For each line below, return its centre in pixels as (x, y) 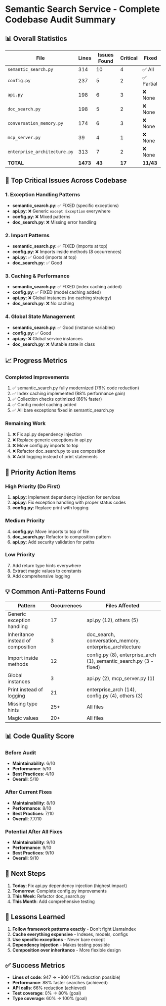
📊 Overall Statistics (36, 38)
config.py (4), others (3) (115, 695)
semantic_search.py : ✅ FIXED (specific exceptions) (65, 205)
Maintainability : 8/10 (34, 803)
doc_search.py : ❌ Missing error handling (54, 222)
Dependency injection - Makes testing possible (61, 945)
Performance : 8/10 (32, 808)
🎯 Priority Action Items (41, 472)
